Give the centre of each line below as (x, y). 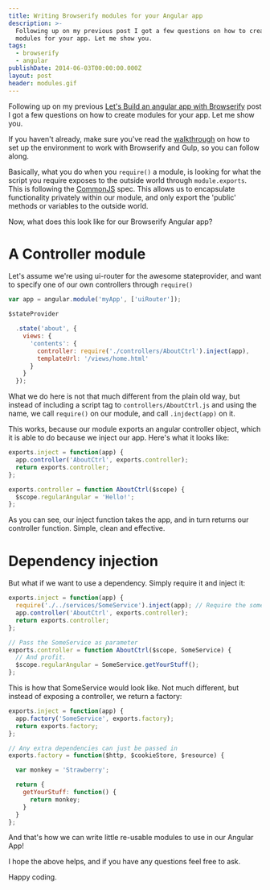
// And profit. (41, 657)
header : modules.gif (43, 83)
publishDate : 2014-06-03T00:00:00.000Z (75, 68)
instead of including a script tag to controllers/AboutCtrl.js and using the (133, 405)
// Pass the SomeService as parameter (73, 642)
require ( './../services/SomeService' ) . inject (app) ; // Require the (131, 606)
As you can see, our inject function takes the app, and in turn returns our (129, 520)
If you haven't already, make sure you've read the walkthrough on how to (129, 139)
